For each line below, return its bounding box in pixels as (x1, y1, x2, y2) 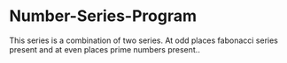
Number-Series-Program (9, 6, 198, 26)
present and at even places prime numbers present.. (9, 44, 201, 54)
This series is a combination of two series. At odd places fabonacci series (9, 35, 279, 45)
